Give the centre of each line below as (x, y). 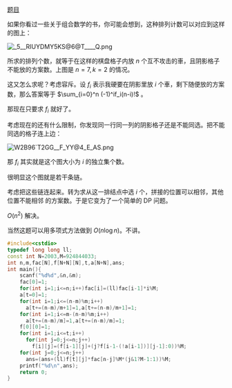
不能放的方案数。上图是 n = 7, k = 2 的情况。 (70, 70)
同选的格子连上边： (35, 133)
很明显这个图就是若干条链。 (47, 177)
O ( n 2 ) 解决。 (25, 215)
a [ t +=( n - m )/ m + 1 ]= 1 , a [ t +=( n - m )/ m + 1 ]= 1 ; (81, 308)
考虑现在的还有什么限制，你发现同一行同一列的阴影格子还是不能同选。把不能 (116, 124)
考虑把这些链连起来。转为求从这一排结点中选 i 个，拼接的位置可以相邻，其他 (116, 192)
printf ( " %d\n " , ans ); (49, 366)
